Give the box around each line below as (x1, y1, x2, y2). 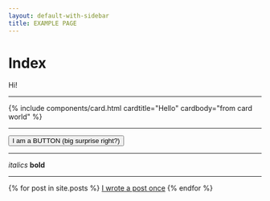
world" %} (8, 112, 43, 121)
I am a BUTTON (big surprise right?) (12, 137, 121, 146)
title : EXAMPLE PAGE (8, 19, 78, 27)
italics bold (8, 160, 46, 170)
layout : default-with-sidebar (8, 11, 110, 20)
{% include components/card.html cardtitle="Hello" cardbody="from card (8, 104, 253, 113)
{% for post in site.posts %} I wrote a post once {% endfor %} (8, 183, 214, 193)
